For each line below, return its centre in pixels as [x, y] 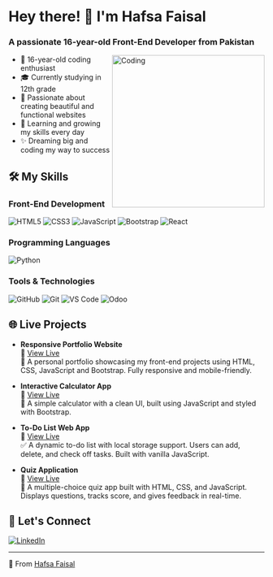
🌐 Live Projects [48, 325]
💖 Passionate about [52, 98]
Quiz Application [49, 470]
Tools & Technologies [52, 281]
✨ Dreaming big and [54, 141]
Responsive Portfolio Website [71, 344]
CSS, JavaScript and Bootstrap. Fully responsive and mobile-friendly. [136, 370]
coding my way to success [65, 150]
